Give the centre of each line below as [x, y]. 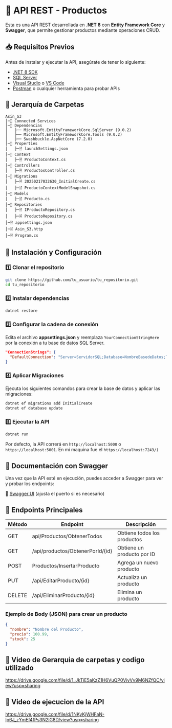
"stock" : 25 [23, 639]
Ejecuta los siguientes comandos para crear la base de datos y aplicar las [83, 388]
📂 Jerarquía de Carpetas [45, 105]
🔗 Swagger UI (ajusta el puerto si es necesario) [55, 494]
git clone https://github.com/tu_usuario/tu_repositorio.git [72, 280]
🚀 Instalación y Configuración [53, 252]
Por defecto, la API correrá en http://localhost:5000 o [63, 444]
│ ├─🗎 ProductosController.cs [40, 170]
